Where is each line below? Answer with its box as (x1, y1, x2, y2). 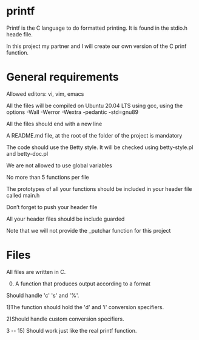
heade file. (6, 30, 33, 38)
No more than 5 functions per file (6, 173, 89, 181)
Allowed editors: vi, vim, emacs (6, 90, 84, 98)
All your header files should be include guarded (6, 215, 125, 222)
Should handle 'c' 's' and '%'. (6, 292, 79, 299)
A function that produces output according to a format (15, 280, 150, 287)
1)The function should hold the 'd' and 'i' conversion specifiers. (6, 303, 164, 310)
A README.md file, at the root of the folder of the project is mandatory (6, 132, 183, 139)
